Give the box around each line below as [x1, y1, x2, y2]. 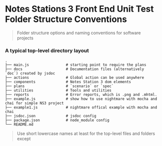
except [16, 136, 31, 142]
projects [16, 35, 34, 41]
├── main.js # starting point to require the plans [5, 62, 146, 68]
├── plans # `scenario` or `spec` [5, 84, 114, 89]
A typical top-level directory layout [5, 47, 89, 54]
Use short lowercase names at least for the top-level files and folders [16, 130, 155, 137]
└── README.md [5, 122, 34, 127]
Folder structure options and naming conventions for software [16, 30, 141, 36]
